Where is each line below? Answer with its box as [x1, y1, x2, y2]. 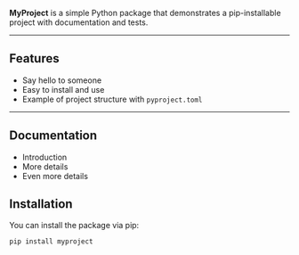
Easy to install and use [21, 84, 105, 95]
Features [9, 51, 60, 66]
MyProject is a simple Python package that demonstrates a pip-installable [9, 8, 282, 18]
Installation [9, 196, 73, 212]
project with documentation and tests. [9, 17, 149, 28]
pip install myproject [9, 237, 93, 246]
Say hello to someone [21, 75, 102, 86]
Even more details [21, 170, 89, 181]
